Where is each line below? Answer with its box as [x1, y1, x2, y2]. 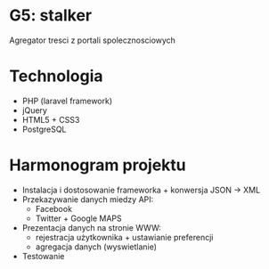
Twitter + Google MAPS [35, 213, 122, 224]
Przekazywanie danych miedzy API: [21, 193, 154, 205]
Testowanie [21, 250, 65, 261]
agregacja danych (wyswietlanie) [35, 241, 158, 252]
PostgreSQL [21, 124, 67, 134]
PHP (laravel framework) [21, 95, 113, 106]
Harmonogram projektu [9, 155, 186, 175]
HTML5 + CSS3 [21, 114, 80, 125]
